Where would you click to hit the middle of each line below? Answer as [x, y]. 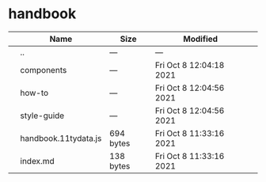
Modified [201, 39]
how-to [34, 93]
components [44, 70]
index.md [37, 161]
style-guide [42, 116]
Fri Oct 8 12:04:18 [190, 65]
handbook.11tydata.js [61, 138]
